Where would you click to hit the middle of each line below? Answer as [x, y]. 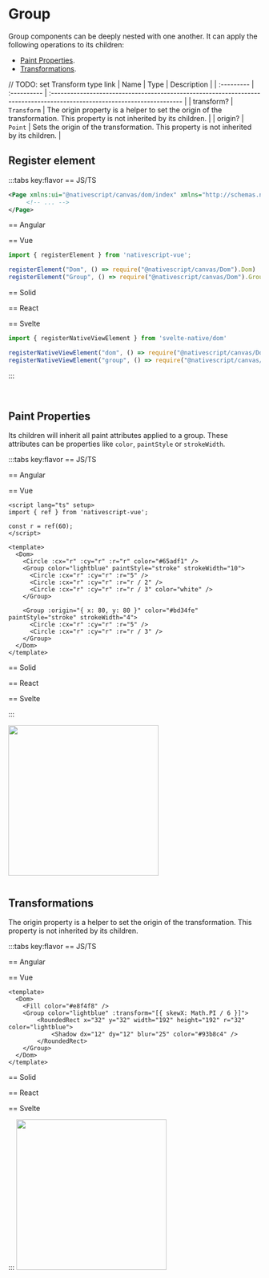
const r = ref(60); [41, 526]
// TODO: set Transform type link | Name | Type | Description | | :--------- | [131, 84]
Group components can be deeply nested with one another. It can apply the [133, 36]
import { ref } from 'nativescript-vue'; [78, 513]
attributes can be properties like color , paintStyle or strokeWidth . [117, 444]
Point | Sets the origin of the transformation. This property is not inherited [130, 127]
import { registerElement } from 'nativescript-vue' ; [100, 255]
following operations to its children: [66, 44]
